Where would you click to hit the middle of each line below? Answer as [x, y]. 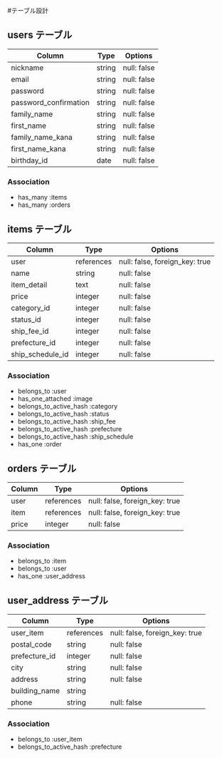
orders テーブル [42, 468]
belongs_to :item [42, 561]
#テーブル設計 [28, 10]
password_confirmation [51, 102]
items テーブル [40, 229]
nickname [27, 68]
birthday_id [30, 160]
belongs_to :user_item [50, 739]
